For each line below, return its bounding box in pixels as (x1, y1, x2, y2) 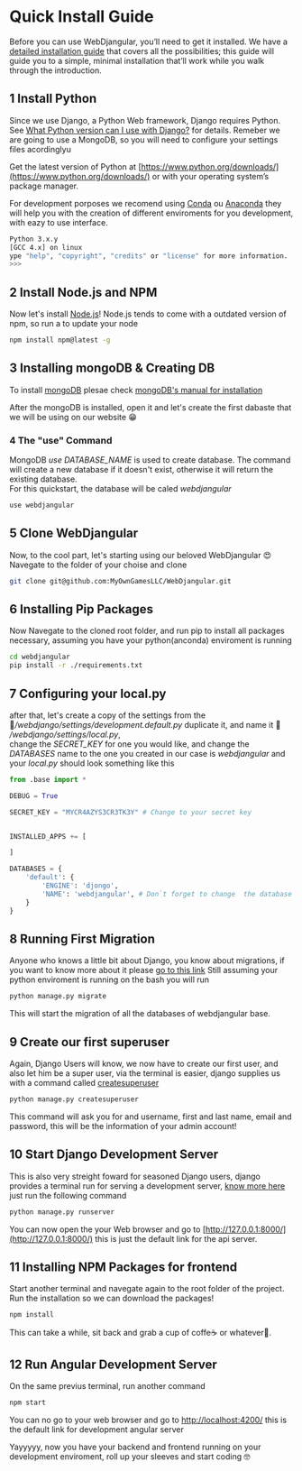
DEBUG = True (9, 791, 59, 800)
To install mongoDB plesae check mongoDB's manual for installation (9, 384, 263, 395)
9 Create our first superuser (9, 1034, 169, 1050)
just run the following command (9, 1190, 127, 1200)
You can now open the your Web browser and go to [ (9, 1224, 206, 1235)
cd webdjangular (9, 652, 70, 662)
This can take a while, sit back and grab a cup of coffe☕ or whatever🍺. (9, 1328, 272, 1338)
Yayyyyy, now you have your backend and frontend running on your (9, 1441, 261, 1453)
